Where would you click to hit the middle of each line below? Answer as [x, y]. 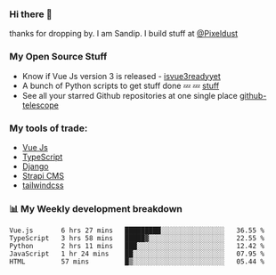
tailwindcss [43, 185]
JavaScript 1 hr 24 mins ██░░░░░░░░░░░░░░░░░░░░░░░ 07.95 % [137, 254]
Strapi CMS [43, 175]
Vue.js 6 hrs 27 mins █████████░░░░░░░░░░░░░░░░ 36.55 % [137, 231]
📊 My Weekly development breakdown [96, 208]
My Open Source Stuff [58, 57]
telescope [41, 105]
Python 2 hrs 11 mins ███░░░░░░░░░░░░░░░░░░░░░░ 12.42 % [137, 247]
